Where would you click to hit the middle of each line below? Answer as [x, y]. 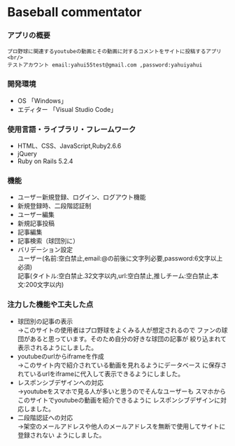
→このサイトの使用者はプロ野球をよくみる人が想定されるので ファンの [119, 330]
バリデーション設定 [45, 250]
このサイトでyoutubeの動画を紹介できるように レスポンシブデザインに [119, 400]
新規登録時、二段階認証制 [54, 206]
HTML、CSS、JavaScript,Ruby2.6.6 [69, 146]
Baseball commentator [74, 12]
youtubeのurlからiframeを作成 [60, 356]
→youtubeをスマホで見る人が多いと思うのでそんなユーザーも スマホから [121, 391]
